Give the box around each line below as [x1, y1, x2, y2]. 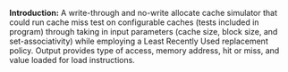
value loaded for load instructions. [9, 55, 136, 65]
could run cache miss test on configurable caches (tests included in [9, 17, 259, 28]
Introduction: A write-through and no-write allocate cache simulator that [9, 8, 278, 18]
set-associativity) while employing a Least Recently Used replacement [9, 36, 268, 46]
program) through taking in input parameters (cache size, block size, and [9, 27, 278, 36]
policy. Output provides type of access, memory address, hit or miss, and [9, 45, 280, 56]
